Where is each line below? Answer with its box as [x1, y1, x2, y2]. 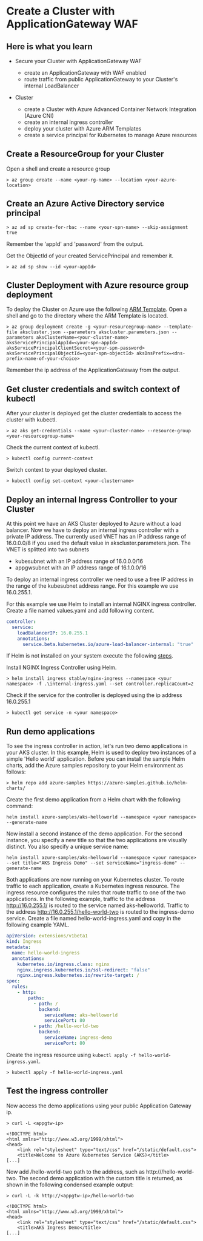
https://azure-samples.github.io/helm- [87, 780, 188, 786]
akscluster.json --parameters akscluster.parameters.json [19, 329, 170, 335]
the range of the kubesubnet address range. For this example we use [6, 582, 179, 590]
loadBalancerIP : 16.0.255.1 [17, 630, 88, 636]
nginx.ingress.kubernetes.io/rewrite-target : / [17, 973, 139, 979]
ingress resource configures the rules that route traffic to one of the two [6, 889, 186, 896]
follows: [6, 768, 26, 775]
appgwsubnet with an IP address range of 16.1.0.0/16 [15, 564, 147, 571]
